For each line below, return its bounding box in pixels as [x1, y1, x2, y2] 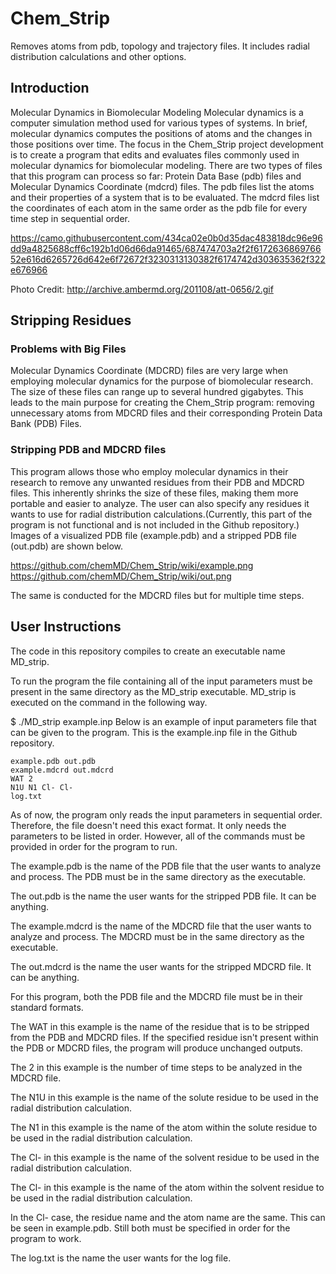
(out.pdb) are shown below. [10, 540, 124, 552]
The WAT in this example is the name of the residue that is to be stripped [10, 1020, 310, 1032]
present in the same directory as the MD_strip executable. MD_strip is [10, 685, 297, 697]
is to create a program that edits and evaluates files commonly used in [10, 148, 300, 161]
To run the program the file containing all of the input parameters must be [10, 675, 313, 687]
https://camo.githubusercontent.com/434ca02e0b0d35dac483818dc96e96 [10, 232, 323, 244]
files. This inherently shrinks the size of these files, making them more [10, 487, 299, 499]
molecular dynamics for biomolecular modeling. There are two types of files [10, 159, 323, 171]
